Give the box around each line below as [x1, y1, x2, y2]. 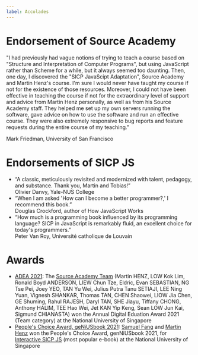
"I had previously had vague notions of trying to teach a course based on [6, 54, 185, 61]
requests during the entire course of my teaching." [6, 123, 129, 131]
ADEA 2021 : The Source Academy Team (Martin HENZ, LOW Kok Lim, [14, 273, 185, 280]
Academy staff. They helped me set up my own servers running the [6, 105, 171, 112]
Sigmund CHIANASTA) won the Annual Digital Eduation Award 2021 [14, 310, 180, 318]
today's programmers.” [14, 226, 71, 233]
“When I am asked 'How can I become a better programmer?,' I [14, 194, 169, 202]
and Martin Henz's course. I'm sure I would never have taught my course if [6, 79, 189, 86]
